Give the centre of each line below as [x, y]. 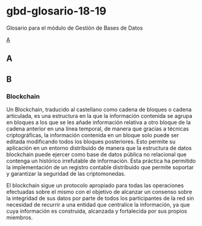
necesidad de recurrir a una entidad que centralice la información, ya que [98, 205]
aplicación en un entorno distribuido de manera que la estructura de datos [99, 148]
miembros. [20, 218]
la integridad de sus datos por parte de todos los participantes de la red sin [100, 198]
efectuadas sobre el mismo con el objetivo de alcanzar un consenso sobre [99, 192]
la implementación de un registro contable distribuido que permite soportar [100, 167]
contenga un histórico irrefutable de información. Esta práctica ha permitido [101, 161]
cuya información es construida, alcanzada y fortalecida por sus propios [97, 211]
